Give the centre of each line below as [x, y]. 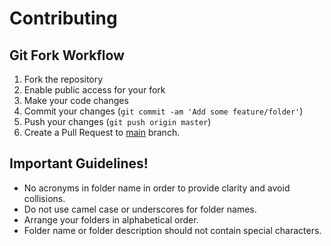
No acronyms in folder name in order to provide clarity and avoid [157, 188]
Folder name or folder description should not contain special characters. [172, 230]
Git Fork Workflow [67, 55]
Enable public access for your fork [94, 90]
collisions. [44, 198]
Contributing [63, 18]
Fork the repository [63, 79]
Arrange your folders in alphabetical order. [111, 219]
